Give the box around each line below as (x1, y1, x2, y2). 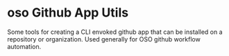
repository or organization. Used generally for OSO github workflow (7, 35, 201, 43)
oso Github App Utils (7, 5, 129, 21)
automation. (7, 42, 42, 50)
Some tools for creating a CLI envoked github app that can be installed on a (7, 28, 223, 36)
